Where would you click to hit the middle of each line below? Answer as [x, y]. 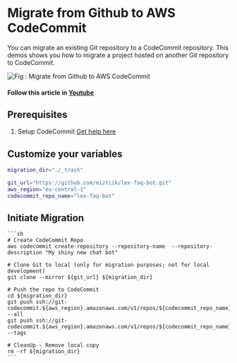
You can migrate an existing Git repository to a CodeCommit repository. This [118, 47]
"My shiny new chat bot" [81, 253]
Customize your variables [65, 154]
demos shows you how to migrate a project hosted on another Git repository [118, 55]
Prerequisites [37, 114]
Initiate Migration [46, 218]
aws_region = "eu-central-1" [47, 189]
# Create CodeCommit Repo [45, 240]
